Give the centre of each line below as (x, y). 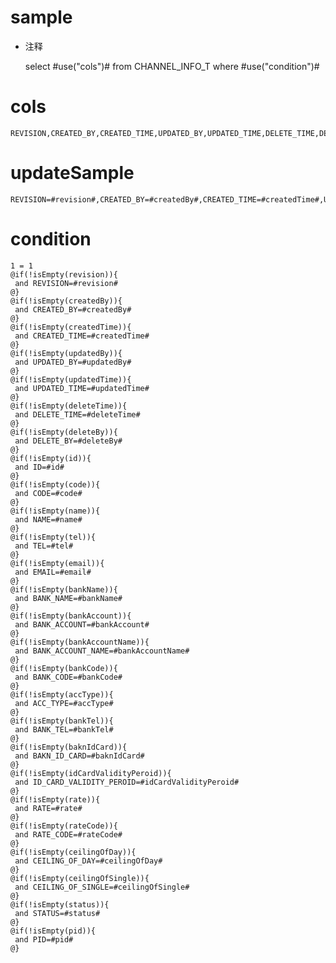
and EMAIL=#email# (53, 572)
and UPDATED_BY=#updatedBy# (73, 362)
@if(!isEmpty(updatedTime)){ (71, 379)
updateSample (72, 173)
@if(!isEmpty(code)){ (55, 484)
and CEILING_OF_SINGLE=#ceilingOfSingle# (102, 887)
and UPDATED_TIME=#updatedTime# (82, 388)
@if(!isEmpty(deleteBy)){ (64, 432)
